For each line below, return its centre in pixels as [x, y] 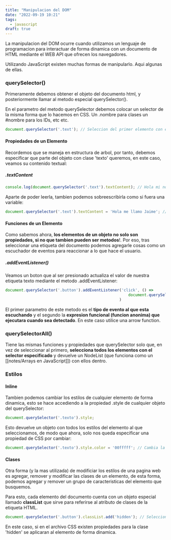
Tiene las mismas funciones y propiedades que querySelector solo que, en [84, 345]
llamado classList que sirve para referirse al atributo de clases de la [77, 502]
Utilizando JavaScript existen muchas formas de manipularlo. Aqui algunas [84, 64]
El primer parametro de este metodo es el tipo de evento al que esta [77, 310]
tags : [11, 19]
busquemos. [18, 487]
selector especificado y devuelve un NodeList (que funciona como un [79, 356]
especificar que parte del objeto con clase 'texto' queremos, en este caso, [83, 158]
